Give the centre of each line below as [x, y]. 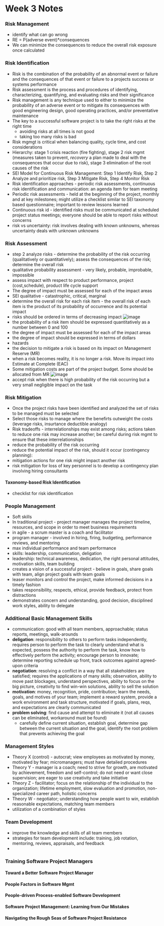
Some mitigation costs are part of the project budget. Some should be [82, 369]
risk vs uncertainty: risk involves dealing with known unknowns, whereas [86, 225]
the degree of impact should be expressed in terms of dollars [74, 338]
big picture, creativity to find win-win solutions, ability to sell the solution [85, 686]
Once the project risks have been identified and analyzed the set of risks [85, 408]
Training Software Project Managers [49, 861]
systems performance [35, 84]
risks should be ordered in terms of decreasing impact [67, 317]
